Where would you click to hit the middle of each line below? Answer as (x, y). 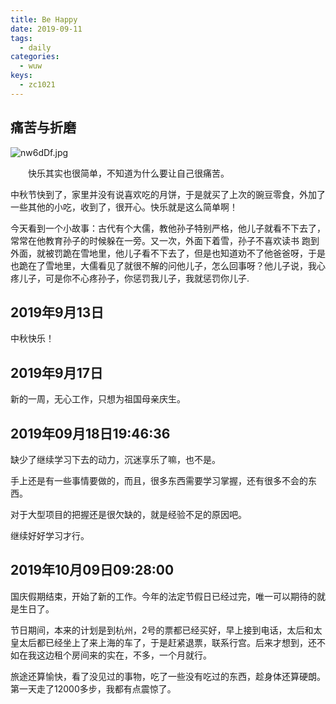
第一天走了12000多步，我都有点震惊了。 (93, 688)
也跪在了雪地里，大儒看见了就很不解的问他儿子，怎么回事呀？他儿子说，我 (163, 265)
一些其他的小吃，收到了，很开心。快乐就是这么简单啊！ (124, 207)
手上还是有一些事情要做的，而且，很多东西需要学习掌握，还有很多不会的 (159, 480)
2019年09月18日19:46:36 (90, 433)
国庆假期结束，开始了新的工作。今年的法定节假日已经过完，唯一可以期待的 (163, 596)
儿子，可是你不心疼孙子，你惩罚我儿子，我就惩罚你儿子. (134, 278)
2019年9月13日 (57, 312)
